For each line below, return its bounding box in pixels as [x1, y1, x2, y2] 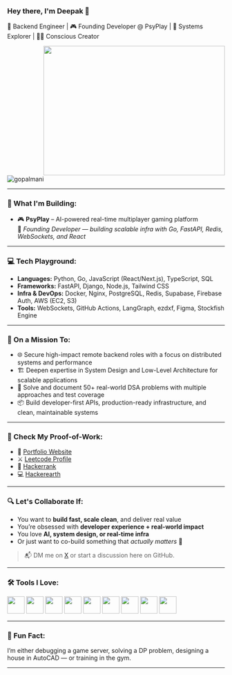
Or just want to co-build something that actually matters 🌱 [17, 537, 183, 545]
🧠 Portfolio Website [17, 448, 72, 456]
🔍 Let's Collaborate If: [7, 497, 84, 507]
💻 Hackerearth [17, 470, 61, 478]
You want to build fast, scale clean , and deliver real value [17, 515, 182, 523]
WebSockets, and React [17, 232, 86, 240]
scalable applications [17, 376, 78, 384]
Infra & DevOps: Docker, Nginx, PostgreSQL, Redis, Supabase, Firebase [17, 289, 222, 297]
